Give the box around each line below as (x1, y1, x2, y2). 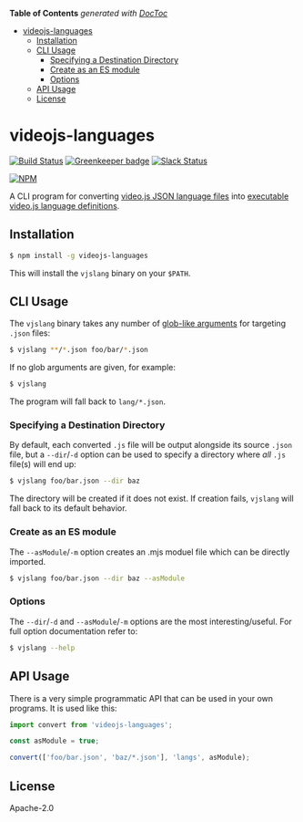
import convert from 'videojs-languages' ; (9, 720, 173, 729)
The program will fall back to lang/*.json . (9, 396, 167, 407)
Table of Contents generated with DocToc (9, 8, 168, 18)
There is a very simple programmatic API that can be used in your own (9, 692, 274, 703)
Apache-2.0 (9, 802, 55, 813)
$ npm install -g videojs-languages (9, 251, 148, 260)
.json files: (9, 328, 51, 338)
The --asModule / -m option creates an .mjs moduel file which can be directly (9, 546, 290, 557)
